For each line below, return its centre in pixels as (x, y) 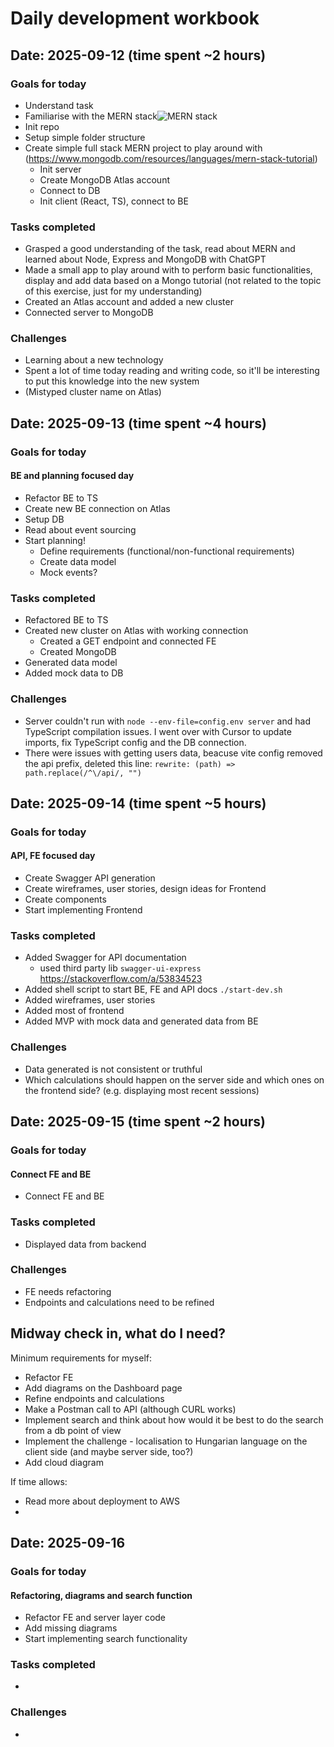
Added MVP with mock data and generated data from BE (141, 1021)
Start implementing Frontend (83, 910)
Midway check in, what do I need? (118, 1333)
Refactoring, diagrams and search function (101, 1595)
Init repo (42, 126)
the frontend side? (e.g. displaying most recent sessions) (142, 1090)
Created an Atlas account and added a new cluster (129, 302)
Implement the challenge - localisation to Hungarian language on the (166, 1441)
